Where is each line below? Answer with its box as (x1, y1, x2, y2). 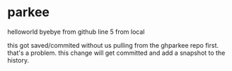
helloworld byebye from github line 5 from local (7, 27, 145, 36)
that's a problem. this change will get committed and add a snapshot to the (7, 49, 226, 57)
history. (7, 56, 30, 64)
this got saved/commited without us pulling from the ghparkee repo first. (7, 41, 219, 49)
